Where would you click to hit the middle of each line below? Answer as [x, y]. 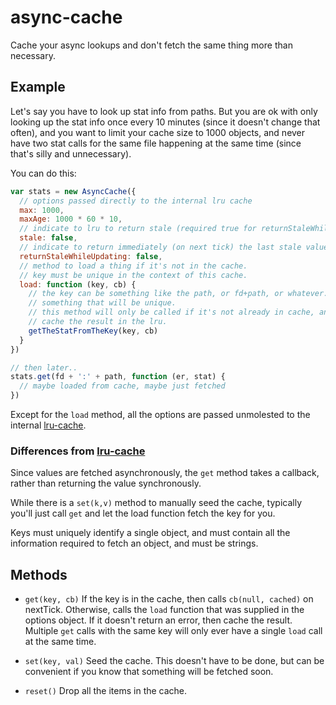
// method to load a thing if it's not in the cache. [133, 266]
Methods [39, 574]
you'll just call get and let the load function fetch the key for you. [143, 513]
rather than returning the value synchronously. [106, 483]
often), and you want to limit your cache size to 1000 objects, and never [158, 132]
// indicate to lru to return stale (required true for [138, 229]
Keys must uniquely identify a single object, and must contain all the [150, 533]
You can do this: [43, 173]
